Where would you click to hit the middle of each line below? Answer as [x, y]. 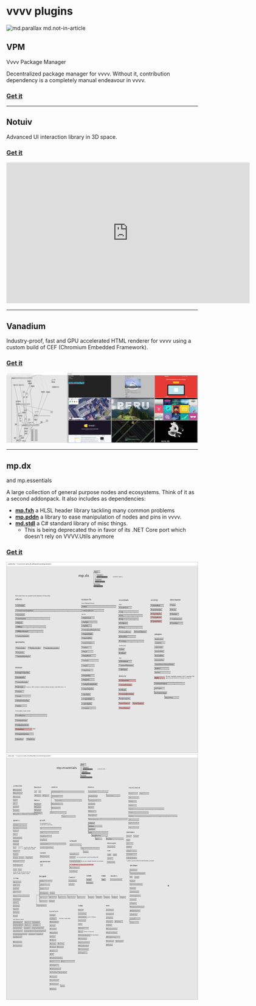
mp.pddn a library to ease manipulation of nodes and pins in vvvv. [98, 517]
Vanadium [26, 326]
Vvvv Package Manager [36, 61]
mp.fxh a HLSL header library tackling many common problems [95, 511]
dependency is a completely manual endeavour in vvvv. [76, 80]
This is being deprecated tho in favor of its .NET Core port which [105, 530]
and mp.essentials [29, 480]
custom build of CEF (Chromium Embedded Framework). [77, 347]
